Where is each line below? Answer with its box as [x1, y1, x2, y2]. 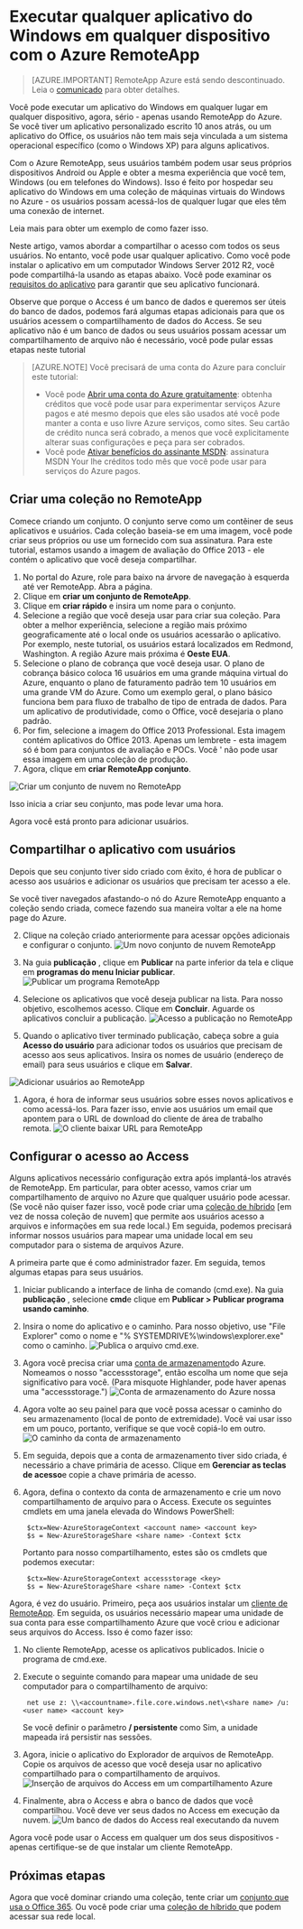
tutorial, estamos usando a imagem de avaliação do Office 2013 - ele [9, 544, 265, 555]
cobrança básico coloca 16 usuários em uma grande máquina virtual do [22, 667, 289, 678]
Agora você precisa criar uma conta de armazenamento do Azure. [22, 1358, 266, 1368]
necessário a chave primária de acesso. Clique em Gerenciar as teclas [22, 1460, 287, 1470]
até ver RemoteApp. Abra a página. [22, 580, 153, 592]
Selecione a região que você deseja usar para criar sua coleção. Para [22, 609, 281, 620]
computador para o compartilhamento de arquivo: [22, 1681, 208, 1692]
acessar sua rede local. [9, 1911, 96, 1922]
